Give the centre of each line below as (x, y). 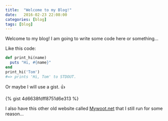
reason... (15, 114)
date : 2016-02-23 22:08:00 (36, 15)
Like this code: (21, 48)
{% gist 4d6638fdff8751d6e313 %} (42, 98)
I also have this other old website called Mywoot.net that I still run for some (84, 108)
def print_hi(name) (26, 58)
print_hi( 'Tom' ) (22, 72)
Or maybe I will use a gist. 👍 (35, 86)
